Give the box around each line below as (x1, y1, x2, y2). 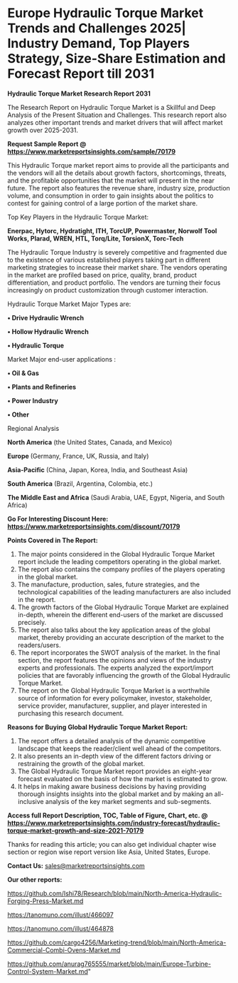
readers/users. (17, 641, 61, 649)
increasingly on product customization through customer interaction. (7, 285, 208, 294)
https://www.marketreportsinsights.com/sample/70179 (7, 147, 176, 156)
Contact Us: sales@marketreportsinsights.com (7, 861, 146, 870)
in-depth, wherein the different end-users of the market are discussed (17, 610, 224, 618)
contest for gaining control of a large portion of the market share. (7, 198, 198, 208)
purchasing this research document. (17, 708, 124, 718)
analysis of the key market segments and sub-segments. (45, 797, 212, 805)
